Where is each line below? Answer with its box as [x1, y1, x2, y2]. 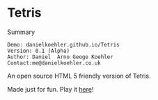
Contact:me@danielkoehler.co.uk [7, 59, 101, 67]
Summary [7, 28, 35, 36]
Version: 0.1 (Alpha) [7, 47, 70, 54]
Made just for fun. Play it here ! [7, 85, 94, 93]
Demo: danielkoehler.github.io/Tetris [7, 41, 120, 48]
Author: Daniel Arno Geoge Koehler [7, 53, 113, 60]
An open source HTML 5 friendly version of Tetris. [7, 72, 151, 80]
